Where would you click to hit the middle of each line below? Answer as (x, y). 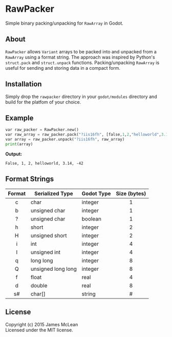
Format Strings (30, 179)
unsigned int (45, 252)
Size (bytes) (131, 193)
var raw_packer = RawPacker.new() (42, 130)
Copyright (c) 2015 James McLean (42, 324)
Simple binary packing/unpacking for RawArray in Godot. (64, 23)
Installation (24, 84)
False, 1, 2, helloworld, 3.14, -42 (44, 163)
